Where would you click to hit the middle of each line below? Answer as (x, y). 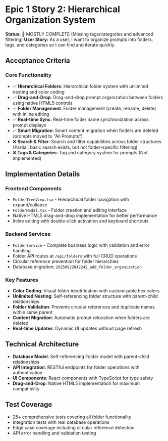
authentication (27, 372)
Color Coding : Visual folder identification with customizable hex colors (86, 291)
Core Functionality (29, 75)
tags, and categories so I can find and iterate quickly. (60, 45)
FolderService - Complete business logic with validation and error (81, 245)
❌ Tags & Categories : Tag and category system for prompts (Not (80, 152)
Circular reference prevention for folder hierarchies (66, 261)
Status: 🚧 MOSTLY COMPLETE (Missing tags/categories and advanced (79, 34)
